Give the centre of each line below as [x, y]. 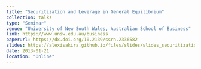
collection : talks [29, 17]
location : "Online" [31, 56]
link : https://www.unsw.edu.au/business [57, 34]
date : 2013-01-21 [28, 51]
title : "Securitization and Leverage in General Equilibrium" [85, 12]
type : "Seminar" [26, 23]
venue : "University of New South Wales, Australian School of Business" [99, 28]
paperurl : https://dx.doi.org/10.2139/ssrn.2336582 [72, 40]
